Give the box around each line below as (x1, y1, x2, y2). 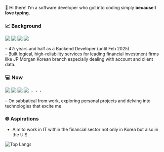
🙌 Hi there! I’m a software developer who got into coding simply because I (5, 5, 156, 10)
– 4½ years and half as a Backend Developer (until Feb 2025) (5, 46, 129, 52)
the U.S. (12, 131, 29, 138)
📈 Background (5, 22, 41, 29)
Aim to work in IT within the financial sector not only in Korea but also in (12, 126, 159, 132)
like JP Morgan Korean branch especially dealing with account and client (5, 56, 153, 62)
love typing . (5, 10, 31, 16)
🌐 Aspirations (5, 115, 39, 122)
